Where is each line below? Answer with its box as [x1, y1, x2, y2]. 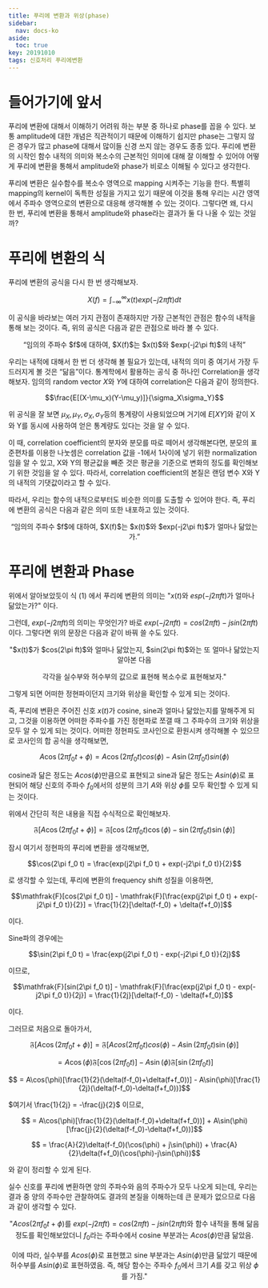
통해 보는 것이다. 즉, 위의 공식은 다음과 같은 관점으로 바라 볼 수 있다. [8, 323, 218, 333]
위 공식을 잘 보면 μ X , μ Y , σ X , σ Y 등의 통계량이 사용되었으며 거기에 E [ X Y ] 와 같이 [8, 410, 249, 421]
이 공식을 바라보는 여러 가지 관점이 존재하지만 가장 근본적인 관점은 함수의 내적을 [8, 313, 256, 322]
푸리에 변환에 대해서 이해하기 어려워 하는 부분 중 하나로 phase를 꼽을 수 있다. [8, 121, 248, 130]
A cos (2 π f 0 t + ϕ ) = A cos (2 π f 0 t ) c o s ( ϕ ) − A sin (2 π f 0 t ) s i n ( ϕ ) [39, 751, 230, 763]
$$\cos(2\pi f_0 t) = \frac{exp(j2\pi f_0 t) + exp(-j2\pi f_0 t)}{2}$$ [27, 859, 242, 869]
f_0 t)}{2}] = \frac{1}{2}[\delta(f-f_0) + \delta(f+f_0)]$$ [53, 900, 233, 910]
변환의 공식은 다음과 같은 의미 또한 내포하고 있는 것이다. [16, 505, 190, 514]
